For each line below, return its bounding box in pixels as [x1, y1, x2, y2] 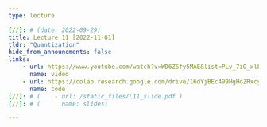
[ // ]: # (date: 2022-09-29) [8, 25, 102, 34]
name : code [29, 85, 66, 93]
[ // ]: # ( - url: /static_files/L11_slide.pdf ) [8, 92, 183, 100]
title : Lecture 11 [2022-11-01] [8, 33, 115, 41]
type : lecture [8, 11, 56, 20]
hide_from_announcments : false [8, 48, 112, 56]
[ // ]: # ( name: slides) [8, 100, 109, 108]
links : [8, 56, 30, 63]
